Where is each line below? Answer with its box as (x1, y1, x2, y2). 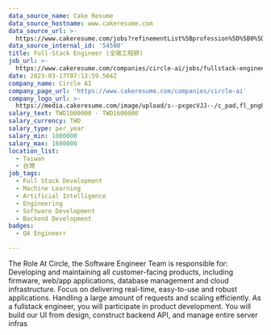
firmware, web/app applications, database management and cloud (8, 276, 230, 285)
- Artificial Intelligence (15, 191, 106, 200)
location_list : (8, 147, 60, 155)
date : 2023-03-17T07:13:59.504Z (8, 72, 117, 80)
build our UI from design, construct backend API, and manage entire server (8, 310, 258, 320)
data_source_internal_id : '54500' (8, 42, 125, 50)
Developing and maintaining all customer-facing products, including (8, 267, 234, 277)
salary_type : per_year (8, 124, 85, 132)
